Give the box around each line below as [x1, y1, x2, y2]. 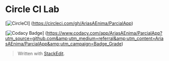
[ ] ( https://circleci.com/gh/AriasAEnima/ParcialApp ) [5, 20, 133, 26]
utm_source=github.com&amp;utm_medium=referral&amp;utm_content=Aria [5, 35, 164, 41]
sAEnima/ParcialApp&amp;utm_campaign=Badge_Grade [5, 40, 122, 46]
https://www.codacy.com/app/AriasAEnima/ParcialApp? [47, 30, 162, 36]
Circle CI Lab [5, 4, 59, 15]
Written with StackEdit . [17, 50, 65, 56]
